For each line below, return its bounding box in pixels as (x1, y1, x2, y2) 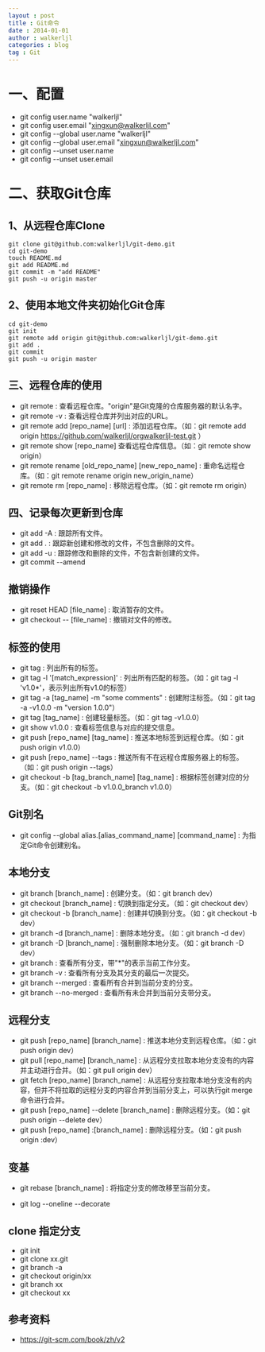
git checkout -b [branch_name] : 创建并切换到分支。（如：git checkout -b (19, 908, 258, 918)
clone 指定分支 (8, 1224, 81, 1238)
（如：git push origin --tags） (19, 762, 117, 772)
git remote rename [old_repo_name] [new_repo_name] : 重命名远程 (19, 460, 239, 470)
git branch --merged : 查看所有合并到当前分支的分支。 (19, 978, 198, 987)
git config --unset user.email (19, 154, 113, 164)
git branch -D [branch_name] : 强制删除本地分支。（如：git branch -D (19, 938, 244, 947)
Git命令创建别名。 (26, 840, 86, 850)
